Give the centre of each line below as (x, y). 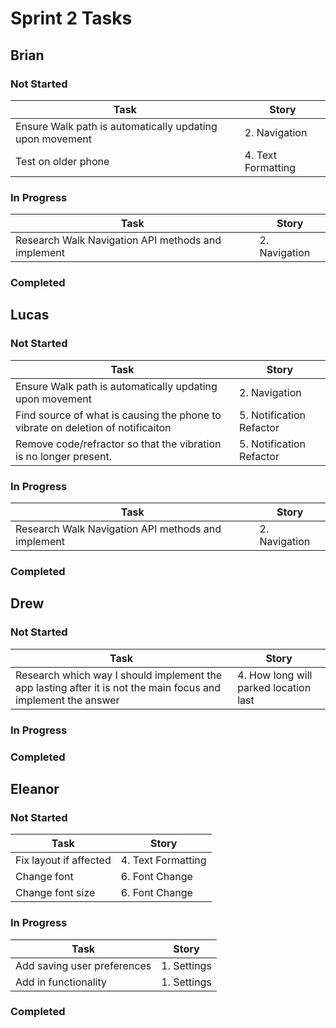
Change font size (55, 893)
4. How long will (275, 675)
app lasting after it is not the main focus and (118, 687)
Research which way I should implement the (119, 675)
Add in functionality (61, 982)
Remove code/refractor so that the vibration (118, 444)
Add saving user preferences (83, 965)
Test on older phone (62, 161)
